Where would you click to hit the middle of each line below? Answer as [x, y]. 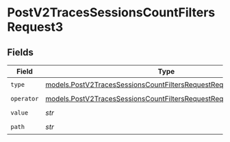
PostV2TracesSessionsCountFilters [111, 13]
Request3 [35, 27]
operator [25, 98]
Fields [21, 52]
